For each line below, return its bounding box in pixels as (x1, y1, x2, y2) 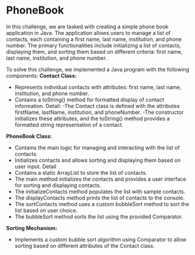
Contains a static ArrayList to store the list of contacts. (14, 169, 148, 176)
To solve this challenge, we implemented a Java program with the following (6, 66, 190, 73)
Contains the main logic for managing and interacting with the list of (14, 144, 180, 151)
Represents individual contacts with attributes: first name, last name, (14, 83, 182, 90)
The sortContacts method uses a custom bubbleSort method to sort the (14, 200, 189, 207)
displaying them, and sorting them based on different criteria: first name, (6, 48, 183, 55)
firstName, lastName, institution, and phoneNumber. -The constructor (14, 109, 184, 116)
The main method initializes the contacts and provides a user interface (14, 175, 186, 182)
